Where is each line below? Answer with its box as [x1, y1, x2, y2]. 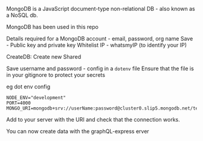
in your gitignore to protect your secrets [6, 71, 106, 78]
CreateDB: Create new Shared [6, 53, 82, 60]
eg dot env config [6, 83, 51, 90]
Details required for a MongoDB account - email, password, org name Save [6, 35, 193, 42]
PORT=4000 [6, 100, 31, 106]
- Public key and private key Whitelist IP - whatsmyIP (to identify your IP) [6, 42, 187, 48]
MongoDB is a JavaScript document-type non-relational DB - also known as [6, 5, 195, 12]
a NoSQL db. [6, 11, 38, 19]
